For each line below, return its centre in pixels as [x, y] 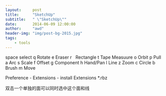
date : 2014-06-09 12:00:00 [40, 24]
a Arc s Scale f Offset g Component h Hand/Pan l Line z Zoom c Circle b [80, 62]
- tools [22, 43]
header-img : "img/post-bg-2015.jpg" [44, 33]
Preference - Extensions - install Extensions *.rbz [56, 78]
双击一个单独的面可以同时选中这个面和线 [47, 88]
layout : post [24, 10]
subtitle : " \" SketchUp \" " [36, 19]
